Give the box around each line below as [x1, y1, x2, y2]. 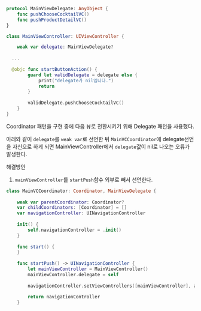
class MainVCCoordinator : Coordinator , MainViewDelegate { [6, 188, 157, 194]
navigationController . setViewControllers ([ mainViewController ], [28, 283, 191, 289]
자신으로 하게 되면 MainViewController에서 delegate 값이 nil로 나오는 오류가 [12, 143, 190, 150]
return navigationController [28, 294, 100, 300]
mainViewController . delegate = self [28, 271, 119, 277]
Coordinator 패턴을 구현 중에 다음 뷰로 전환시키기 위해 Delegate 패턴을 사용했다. [6, 122, 194, 130]
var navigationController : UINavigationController [17, 210, 146, 216]
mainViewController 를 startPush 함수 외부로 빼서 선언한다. [14, 176, 153, 183]
